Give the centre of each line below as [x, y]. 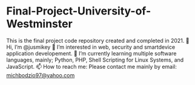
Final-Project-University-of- [79, 11]
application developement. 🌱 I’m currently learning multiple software [91, 53]
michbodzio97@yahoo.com [41, 75]
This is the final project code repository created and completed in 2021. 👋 [98, 40]
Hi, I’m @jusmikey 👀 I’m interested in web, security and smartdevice [91, 47]
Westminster [39, 24]
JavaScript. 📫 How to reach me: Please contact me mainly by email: [92, 66]
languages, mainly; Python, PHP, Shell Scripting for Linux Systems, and [95, 60]
